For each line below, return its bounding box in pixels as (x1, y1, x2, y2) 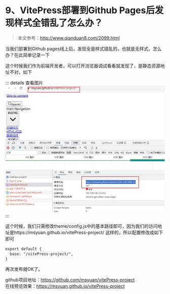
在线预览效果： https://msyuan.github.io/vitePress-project (5, 283, 125, 289)
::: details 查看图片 (5, 79, 44, 86)
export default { (5, 246, 42, 252)
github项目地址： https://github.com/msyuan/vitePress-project (5, 276, 135, 283)
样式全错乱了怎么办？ (14, 17, 103, 29)
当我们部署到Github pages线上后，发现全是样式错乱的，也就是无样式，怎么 (5, 45, 162, 52)
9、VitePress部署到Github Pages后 (5, 5, 155, 16)
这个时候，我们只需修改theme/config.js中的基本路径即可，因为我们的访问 (5, 223, 158, 229)
